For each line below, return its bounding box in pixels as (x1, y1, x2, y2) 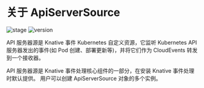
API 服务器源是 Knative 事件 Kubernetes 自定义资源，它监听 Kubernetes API (6, 38, 197, 46)
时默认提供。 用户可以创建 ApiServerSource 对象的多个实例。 (6, 75, 161, 82)
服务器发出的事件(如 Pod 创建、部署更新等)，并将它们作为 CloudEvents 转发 (6, 46, 198, 54)
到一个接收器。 (6, 54, 44, 61)
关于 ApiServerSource (6, 5, 121, 20)
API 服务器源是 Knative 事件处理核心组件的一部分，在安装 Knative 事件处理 (6, 67, 195, 74)
